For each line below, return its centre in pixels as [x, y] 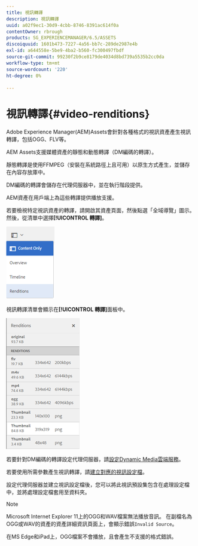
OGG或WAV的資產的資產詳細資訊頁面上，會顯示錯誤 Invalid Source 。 [92, 524]
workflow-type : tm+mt [33, 63]
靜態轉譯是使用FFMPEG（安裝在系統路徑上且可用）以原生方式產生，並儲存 [98, 165]
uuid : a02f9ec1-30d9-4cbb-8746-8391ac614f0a [63, 25]
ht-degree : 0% [24, 76]
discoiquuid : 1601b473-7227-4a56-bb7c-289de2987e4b [72, 44]
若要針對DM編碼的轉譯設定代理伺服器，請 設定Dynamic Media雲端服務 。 [95, 459]
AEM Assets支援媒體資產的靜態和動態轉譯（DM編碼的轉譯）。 [82, 152]
